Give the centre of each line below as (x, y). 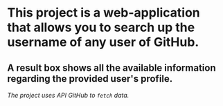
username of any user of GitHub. (103, 42)
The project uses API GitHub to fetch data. (68, 95)
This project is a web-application (104, 13)
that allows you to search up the (101, 27)
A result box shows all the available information (111, 68)
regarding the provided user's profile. (90, 79)
